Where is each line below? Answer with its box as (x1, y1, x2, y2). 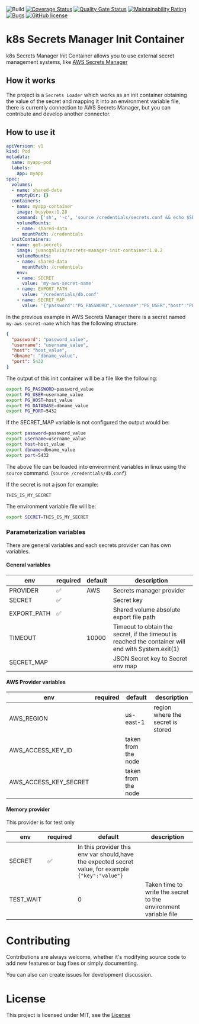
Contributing (6, 934, 70, 947)
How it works (6, 76, 56, 86)
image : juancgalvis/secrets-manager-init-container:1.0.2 (17, 247, 163, 254)
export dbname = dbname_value (6, 447, 76, 453)
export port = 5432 (6, 452, 49, 458)
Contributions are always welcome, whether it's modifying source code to (6, 954, 187, 961)
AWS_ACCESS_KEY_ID (9, 746, 73, 755)
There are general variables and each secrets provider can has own (6, 542, 172, 549)
